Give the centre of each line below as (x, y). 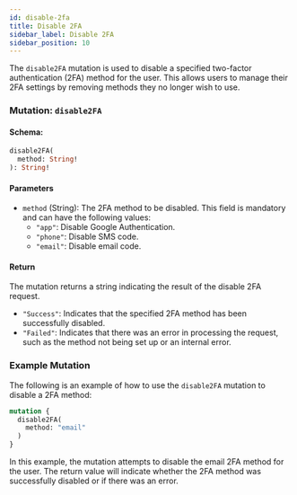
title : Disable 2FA (46, 26)
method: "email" (56, 428)
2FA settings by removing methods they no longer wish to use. (125, 87)
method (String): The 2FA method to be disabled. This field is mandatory (154, 208)
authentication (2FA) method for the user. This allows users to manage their (149, 78)
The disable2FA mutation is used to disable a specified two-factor (131, 68)
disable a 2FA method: (51, 394)
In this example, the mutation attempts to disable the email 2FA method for (147, 462)
